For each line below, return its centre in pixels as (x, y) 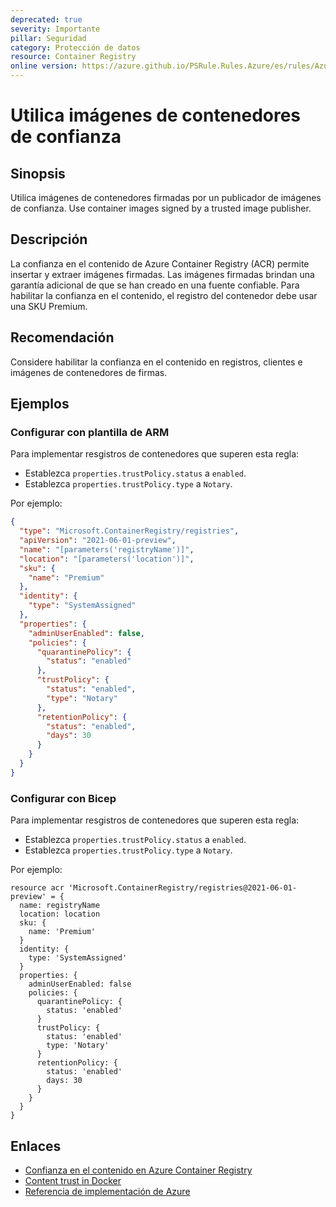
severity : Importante (55, 29)
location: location (60, 914)
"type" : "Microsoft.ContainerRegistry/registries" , (129, 531)
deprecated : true (46, 19)
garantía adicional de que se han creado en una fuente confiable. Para (155, 285)
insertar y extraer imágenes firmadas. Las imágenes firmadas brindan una (162, 274)
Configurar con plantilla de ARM (90, 432)
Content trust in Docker (73, 1180)
